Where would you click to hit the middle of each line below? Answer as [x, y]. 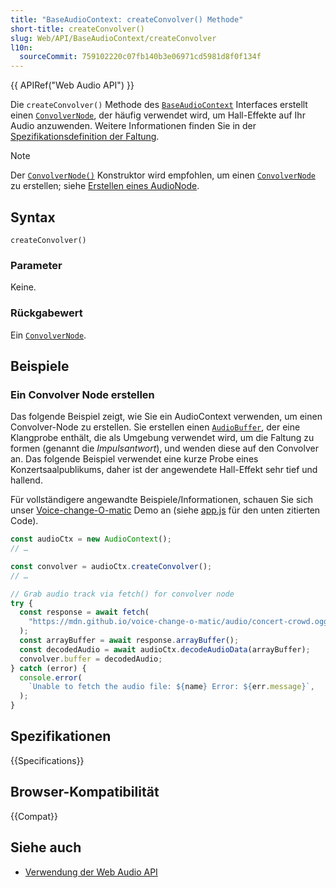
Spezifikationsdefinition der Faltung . [85, 137]
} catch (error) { [48, 668]
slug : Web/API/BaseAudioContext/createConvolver [113, 38]
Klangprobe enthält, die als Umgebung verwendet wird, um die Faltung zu [162, 438]
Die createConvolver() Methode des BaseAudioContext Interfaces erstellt [159, 105]
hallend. [26, 480]
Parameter [36, 265]
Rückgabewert [46, 313]
